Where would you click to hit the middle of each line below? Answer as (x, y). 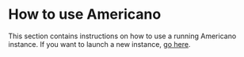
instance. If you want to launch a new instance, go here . (99, 44)
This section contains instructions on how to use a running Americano (122, 36)
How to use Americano (85, 14)
